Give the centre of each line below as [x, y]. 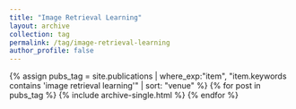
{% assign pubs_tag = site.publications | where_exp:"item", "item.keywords [148, 76]
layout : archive [39, 26]
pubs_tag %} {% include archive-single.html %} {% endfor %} [124, 96]
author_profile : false [52, 51]
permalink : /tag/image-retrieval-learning [90, 42]
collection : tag [39, 34]
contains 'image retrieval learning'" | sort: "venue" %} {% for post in [135, 86]
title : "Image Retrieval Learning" [76, 17]
